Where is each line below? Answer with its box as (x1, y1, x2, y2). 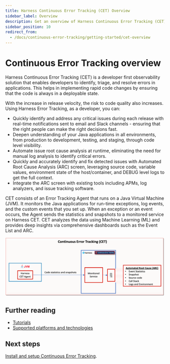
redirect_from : (5, 29, 37, 35)
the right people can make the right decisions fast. (12, 126, 118, 132)
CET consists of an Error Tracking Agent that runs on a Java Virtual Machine (5, 195, 164, 201)
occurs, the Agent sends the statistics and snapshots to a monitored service (5, 211, 164, 217)
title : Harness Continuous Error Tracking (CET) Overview (5, 8, 130, 13)
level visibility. (12, 142, 42, 148)
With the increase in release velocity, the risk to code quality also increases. (5, 100, 163, 106)
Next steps (5, 340, 40, 348)
